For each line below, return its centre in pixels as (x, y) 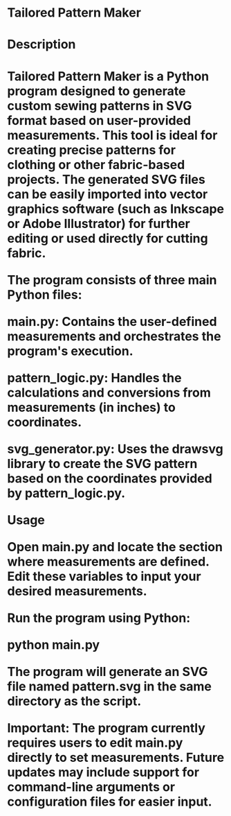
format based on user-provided (99, 120)
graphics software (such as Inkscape (116, 209)
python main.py (54, 644)
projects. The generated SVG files (106, 179)
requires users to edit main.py (95, 743)
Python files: (45, 294)
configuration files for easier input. (110, 801)
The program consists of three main (112, 280)
